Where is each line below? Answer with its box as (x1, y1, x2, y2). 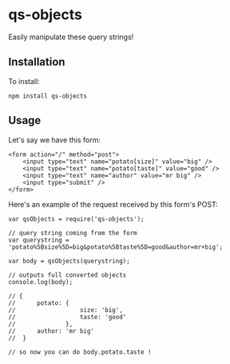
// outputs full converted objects (8, 270, 127, 279)
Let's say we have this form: (8, 134, 101, 145)
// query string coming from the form (8, 229, 137, 237)
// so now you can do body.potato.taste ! (8, 348, 152, 356)
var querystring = (8, 236, 69, 244)
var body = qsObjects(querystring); (8, 257, 130, 265)
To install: (8, 76, 40, 86)
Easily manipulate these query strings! (8, 32, 134, 42)
